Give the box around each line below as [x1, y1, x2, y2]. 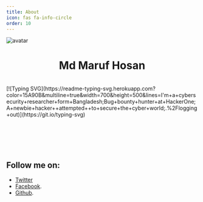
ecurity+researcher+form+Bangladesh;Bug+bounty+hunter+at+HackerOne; [6, 98, 196, 106]
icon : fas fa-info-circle [6, 15, 72, 21]
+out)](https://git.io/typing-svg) [6, 111, 86, 118]
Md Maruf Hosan [58, 59, 146, 72]
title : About [6, 9, 40, 15]
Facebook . [15, 182, 42, 190]
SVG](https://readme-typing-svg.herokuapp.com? [30, 85, 156, 92]
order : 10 [6, 20, 32, 26]
